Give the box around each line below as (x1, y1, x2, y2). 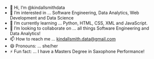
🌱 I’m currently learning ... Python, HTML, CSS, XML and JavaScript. (9, 20, 148, 26)
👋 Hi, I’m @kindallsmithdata (9, 5, 65, 10)
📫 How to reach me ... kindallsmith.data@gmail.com (9, 36, 116, 41)
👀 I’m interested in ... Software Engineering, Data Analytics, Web (9, 10, 139, 16)
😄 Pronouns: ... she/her (9, 43, 58, 49)
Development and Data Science (9, 15, 74, 20)
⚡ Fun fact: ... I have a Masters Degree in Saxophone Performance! (9, 49, 145, 54)
